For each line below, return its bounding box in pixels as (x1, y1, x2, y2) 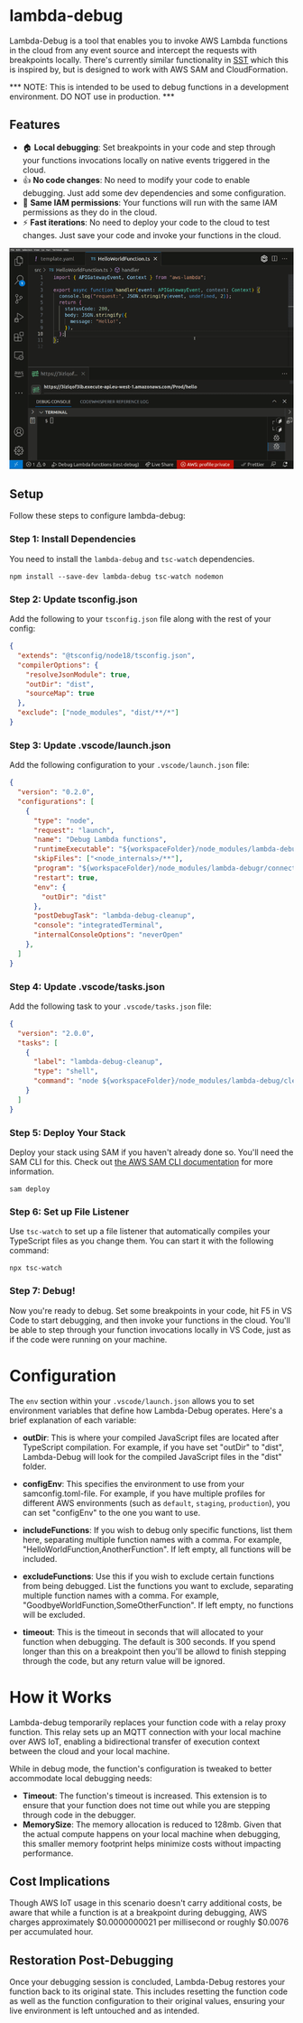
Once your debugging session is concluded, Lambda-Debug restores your (9, 1977, 286, 1988)
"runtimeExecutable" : (32, 845, 115, 854)
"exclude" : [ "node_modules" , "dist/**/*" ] (17, 708, 179, 717)
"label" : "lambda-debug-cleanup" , (32, 1058, 164, 1067)
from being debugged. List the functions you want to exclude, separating (22, 1580, 294, 1591)
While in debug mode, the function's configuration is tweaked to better (9, 1763, 272, 1774)
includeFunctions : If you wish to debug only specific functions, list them (22, 1524, 293, 1535)
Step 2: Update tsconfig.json (9, 593, 138, 605)
